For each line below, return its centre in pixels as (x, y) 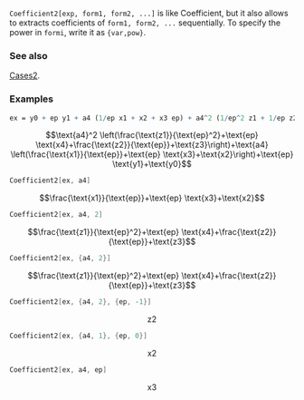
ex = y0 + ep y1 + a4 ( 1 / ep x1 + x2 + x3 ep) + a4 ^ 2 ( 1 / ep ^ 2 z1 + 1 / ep (147, 118)
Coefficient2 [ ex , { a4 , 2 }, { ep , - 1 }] (81, 302)
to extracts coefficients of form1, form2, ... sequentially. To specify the (145, 23)
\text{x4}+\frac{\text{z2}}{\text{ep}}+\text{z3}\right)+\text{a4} (152, 145)
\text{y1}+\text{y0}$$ (152, 164)
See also (28, 55)
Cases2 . (25, 75)
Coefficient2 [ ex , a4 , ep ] (58, 370)
